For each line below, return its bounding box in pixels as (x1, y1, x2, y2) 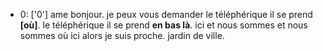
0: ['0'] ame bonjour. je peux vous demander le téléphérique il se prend (19, 9, 313, 20)
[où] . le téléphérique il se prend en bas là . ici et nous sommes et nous (19, 19, 308, 31)
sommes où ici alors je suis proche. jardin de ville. (19, 30, 225, 41)
